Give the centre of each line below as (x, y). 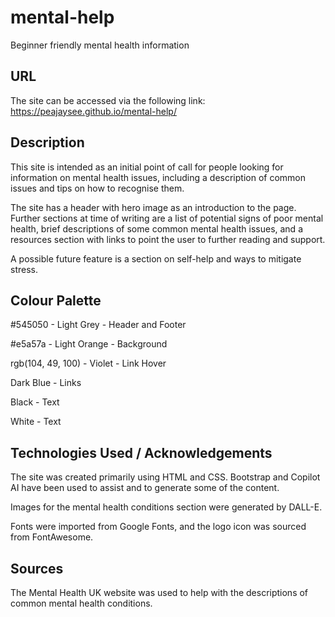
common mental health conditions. (81, 603)
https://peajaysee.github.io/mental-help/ (93, 111)
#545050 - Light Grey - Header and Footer (98, 325)
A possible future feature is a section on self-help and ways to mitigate (156, 258)
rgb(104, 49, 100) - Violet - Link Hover (88, 363)
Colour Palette (56, 300)
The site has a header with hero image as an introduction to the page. (153, 207)
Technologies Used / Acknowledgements (141, 452)
